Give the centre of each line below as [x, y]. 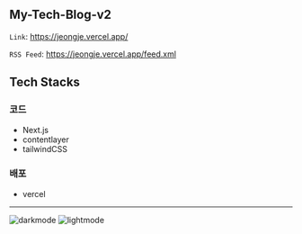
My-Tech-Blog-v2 [61, 15]
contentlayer [45, 139]
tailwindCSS [44, 148]
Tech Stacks [45, 82]
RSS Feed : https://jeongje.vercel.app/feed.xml [93, 54]
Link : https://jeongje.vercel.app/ [69, 36]
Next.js [36, 130]
